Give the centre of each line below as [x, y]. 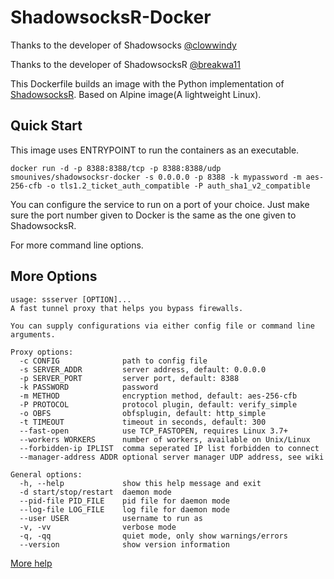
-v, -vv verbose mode [98, 527]
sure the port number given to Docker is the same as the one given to [153, 215]
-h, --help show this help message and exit [140, 483]
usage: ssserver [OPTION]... [71, 299]
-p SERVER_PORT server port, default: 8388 [129, 378]
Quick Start [46, 126]
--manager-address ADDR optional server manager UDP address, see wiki [172, 457]
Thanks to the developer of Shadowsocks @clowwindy [123, 45]
